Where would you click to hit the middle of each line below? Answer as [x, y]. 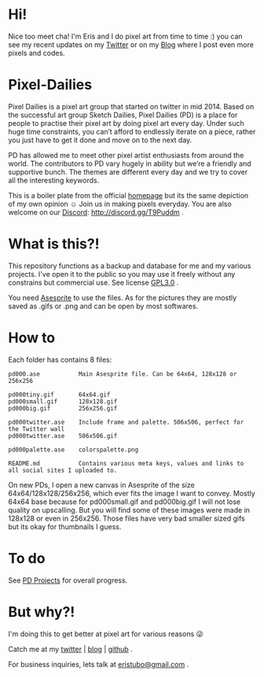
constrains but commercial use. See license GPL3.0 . [93, 282]
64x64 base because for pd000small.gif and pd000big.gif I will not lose [125, 502]
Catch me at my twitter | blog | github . [71, 649]
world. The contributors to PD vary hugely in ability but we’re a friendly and [130, 164]
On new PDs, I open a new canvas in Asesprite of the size [101, 484]
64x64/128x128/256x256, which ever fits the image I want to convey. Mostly [132, 493]
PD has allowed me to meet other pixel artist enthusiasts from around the [126, 155]
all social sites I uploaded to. [63, 470]
